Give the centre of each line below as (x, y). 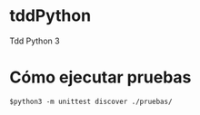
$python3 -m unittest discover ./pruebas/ (91, 101)
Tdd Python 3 (35, 41)
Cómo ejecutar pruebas (100, 77)
